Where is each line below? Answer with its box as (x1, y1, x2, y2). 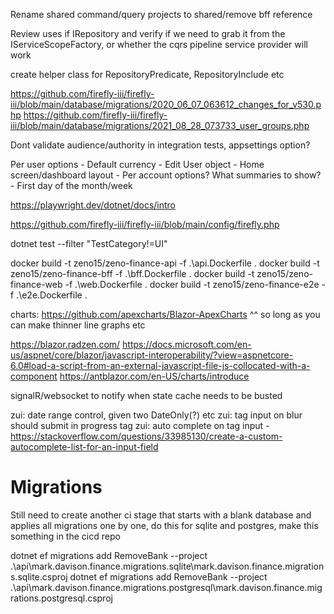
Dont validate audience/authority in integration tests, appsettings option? (10, 139, 311, 151)
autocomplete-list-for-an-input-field (10, 441, 159, 453)
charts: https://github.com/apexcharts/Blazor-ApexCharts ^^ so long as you (10, 309, 321, 320)
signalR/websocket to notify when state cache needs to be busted (10, 390, 283, 401)
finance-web (10, 279, 63, 290)
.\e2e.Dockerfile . (16, 289, 88, 301)
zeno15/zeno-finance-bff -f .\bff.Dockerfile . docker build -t (10, 268, 255, 279)
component (10, 370, 58, 382)
